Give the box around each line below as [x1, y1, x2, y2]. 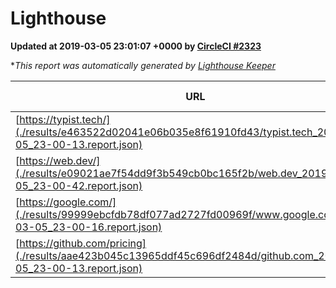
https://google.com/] [19, 195, 117, 209]
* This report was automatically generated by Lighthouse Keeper [10, 59, 276, 71]
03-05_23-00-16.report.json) [15, 220, 163, 234]
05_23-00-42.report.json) [15, 178, 143, 192]
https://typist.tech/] [19, 112, 111, 126]
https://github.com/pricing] [19, 236, 147, 250]
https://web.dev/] [19, 153, 101, 167]
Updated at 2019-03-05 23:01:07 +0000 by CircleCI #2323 [10, 40, 262, 52]
